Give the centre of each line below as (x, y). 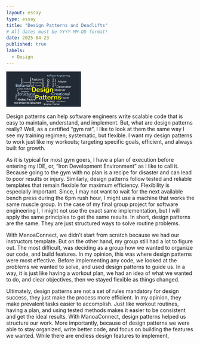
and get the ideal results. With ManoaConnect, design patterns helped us (96, 317)
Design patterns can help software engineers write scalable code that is (95, 116)
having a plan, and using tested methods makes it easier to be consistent (96, 310)
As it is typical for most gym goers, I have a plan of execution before (90, 160)
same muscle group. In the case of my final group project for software (92, 204)
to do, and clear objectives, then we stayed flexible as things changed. (93, 280)
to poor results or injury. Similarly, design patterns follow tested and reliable (99, 179)
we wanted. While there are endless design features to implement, (87, 336)
